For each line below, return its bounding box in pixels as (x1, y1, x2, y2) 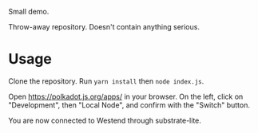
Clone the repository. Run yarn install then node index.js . (8, 76, 204, 86)
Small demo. (8, 7, 50, 16)
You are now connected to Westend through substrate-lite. (8, 115, 202, 125)
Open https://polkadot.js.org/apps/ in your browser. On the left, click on (8, 92, 244, 101)
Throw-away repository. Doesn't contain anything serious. (8, 22, 200, 31)
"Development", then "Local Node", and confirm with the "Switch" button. (8, 100, 250, 110)
